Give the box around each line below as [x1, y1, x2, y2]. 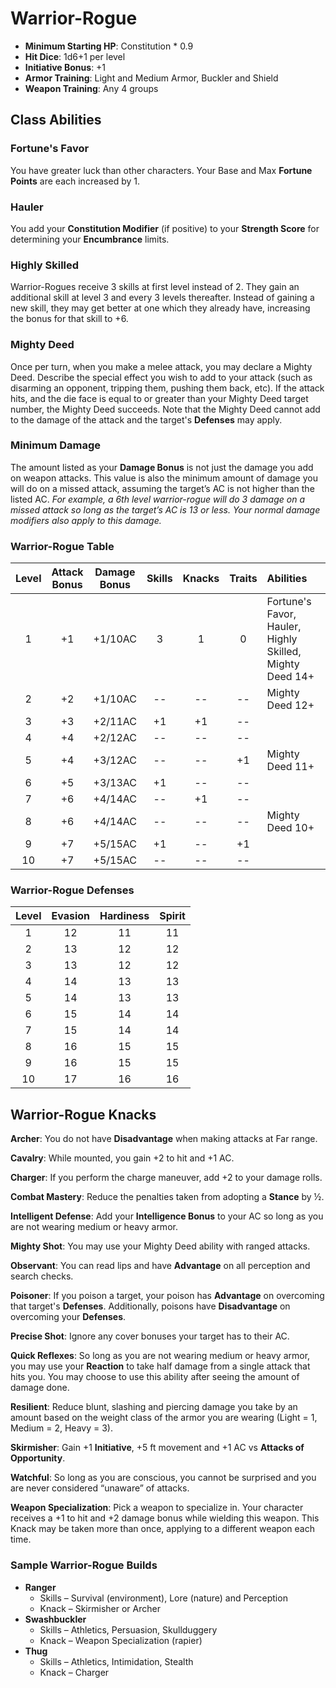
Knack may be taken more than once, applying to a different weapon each [10, 1523, 315, 1535]
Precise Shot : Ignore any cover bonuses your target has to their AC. [10, 1330, 290, 1342]
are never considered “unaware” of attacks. [10, 1482, 190, 1494]
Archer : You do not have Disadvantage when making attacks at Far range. [10, 1133, 318, 1145]
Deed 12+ [266, 698, 315, 712]
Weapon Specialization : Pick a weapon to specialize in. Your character [10, 1502, 304, 1514]
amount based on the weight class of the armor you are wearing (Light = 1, [10, 1412, 318, 1424]
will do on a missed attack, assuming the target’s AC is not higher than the [10, 482, 315, 494]
